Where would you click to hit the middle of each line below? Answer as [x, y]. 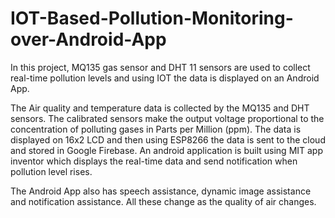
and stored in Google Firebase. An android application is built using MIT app [167, 150]
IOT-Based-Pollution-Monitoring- [152, 18]
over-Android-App [88, 39]
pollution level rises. [51, 171]
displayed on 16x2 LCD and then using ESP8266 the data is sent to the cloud [168, 139]
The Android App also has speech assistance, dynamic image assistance [161, 191]
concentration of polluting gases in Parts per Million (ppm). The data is [156, 129]
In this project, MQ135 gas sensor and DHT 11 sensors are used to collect [160, 67]
